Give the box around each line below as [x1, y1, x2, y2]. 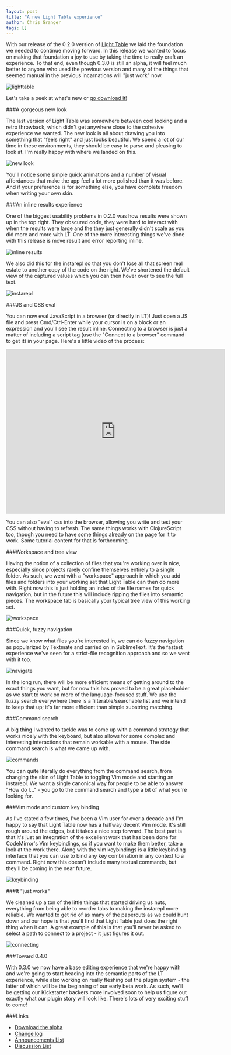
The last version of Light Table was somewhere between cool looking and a [6, 118, 188, 125]
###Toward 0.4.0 [6, 953, 48, 960]
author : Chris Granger [6, 19, 61, 25]
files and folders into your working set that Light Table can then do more [6, 579, 180, 586]
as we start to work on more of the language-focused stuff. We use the [6, 691, 177, 698]
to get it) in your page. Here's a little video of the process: [6, 338, 145, 345]
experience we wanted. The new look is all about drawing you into [6, 130, 165, 137]
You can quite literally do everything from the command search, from [6, 768, 172, 775]
